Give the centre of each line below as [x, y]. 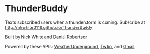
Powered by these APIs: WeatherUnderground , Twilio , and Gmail [70, 46]
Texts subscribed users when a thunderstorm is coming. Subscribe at [75, 22]
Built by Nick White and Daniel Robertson [46, 37]
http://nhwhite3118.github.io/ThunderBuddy [49, 27]
